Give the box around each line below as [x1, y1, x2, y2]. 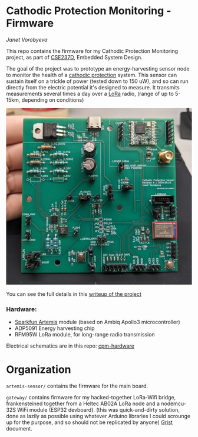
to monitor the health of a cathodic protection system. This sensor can [6, 71, 177, 78]
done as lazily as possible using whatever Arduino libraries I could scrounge [6, 413, 191, 420]
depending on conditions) [21, 96, 84, 104]
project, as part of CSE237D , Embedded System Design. [6, 54, 143, 61]
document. [6, 425, 32, 432]
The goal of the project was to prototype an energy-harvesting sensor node [6, 65, 190, 72]
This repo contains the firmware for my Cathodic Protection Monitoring [6, 47, 179, 54]
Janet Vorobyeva [6, 36, 48, 43]
